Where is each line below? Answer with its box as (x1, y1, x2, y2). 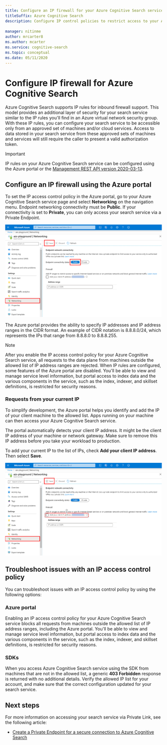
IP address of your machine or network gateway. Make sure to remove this (5, 432, 158, 438)
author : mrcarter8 (5, 34, 43, 39)
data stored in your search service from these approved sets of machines (5, 131, 156, 137)
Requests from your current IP (5, 396, 80, 403)
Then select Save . (5, 453, 42, 459)
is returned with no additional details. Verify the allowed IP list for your (5, 676, 149, 682)
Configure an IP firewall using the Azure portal (5, 180, 152, 189)
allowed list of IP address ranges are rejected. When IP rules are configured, (5, 362, 162, 368)
